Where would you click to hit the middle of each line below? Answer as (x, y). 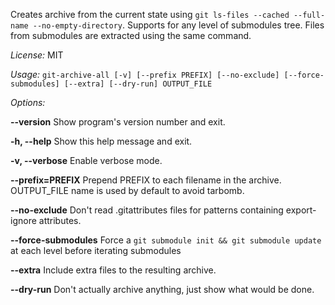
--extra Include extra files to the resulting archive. (113, 270)
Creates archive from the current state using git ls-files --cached (150, 14)
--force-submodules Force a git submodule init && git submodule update (166, 240)
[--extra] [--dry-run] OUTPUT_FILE (138, 84)
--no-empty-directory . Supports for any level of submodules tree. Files (178, 25)
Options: (28, 102)
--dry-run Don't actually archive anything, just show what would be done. (162, 289)
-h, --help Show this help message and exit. (101, 141)
